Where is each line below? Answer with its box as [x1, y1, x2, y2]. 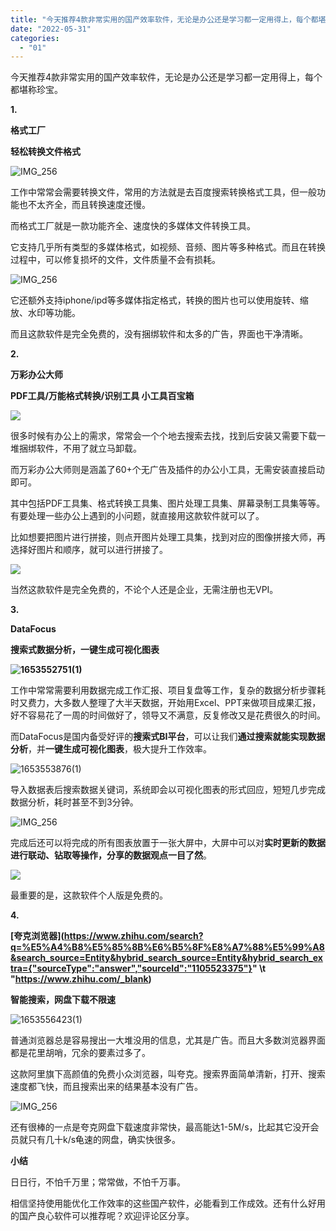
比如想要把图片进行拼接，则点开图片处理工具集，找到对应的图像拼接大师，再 [10, 531, 326, 543]
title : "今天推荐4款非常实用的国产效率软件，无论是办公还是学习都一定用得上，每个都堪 [10, 14, 327, 25]
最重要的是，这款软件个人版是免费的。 [10, 889, 168, 901]
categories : [10, 33, 60, 43]
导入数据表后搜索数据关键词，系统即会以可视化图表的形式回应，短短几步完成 [10, 784, 326, 796]
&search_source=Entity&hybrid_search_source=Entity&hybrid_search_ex [10, 952, 323, 964]
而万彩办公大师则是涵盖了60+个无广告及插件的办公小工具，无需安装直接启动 [10, 464, 325, 476]
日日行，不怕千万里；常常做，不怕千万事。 [10, 1176, 186, 1188]
